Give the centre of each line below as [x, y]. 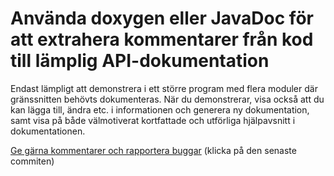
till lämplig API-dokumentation [140, 61]
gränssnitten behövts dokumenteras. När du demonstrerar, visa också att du [167, 99]
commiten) [32, 161]
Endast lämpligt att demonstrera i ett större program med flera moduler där [164, 88]
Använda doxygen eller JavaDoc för [162, 18]
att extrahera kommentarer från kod [162, 39]
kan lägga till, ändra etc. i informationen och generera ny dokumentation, [160, 109]
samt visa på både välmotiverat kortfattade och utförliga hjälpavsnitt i [153, 120]
